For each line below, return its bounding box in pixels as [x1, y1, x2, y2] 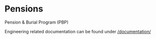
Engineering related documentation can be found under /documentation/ [4, 28, 151, 34]
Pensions [4, 3, 44, 14]
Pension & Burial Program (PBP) [4, 19, 69, 25]
